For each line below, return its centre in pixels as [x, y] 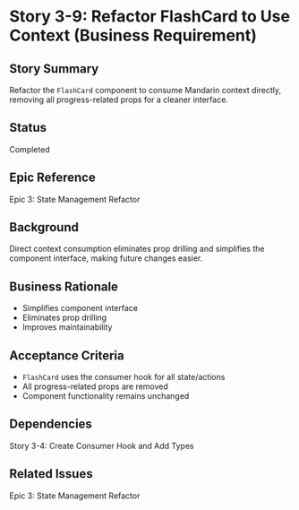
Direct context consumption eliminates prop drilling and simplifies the [137, 249]
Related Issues [51, 474]
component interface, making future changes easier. [106, 258]
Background [44, 227]
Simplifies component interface [80, 308]
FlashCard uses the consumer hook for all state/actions [124, 377]
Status [28, 128]
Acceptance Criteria [67, 355]
